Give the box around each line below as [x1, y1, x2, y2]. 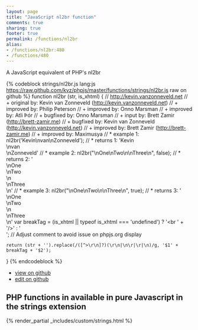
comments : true [6, 19, 44, 25]
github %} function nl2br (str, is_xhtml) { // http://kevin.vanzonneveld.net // [6, 93, 188, 100]
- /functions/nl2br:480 [6, 47, 65, 53]
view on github [14, 269, 51, 276]
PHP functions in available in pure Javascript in [6, 293, 183, 303]
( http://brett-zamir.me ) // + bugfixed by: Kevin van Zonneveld [6, 117, 155, 125]
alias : [6, 42, 22, 48]
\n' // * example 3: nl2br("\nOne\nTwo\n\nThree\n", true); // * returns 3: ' [6, 187, 181, 194]
